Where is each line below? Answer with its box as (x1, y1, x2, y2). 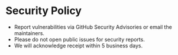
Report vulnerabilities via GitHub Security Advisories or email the (14, 23, 172, 30)
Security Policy (5, 4, 82, 18)
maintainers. (14, 29, 45, 36)
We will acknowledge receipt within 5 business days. (14, 42, 143, 49)
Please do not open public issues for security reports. (14, 36, 145, 43)
